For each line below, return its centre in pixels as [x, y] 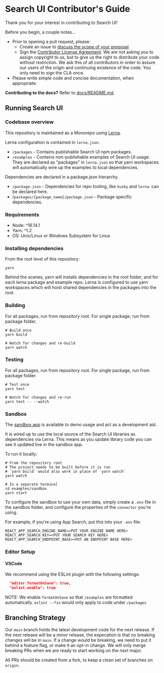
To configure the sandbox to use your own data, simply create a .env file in [81, 502]
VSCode [14, 563]
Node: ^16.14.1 [26, 225]
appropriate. [25, 83]
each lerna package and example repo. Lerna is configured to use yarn [77, 282]
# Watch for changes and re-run [38, 397]
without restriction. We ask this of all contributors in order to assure [87, 62]
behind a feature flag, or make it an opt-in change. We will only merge [75, 645]
